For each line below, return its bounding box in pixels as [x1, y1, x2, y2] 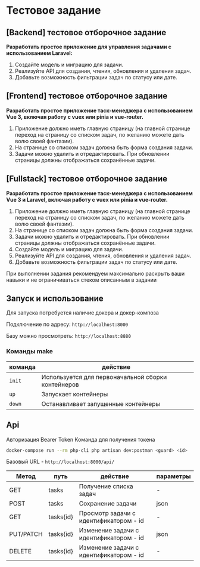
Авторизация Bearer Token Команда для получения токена [6, 436, 155, 443]
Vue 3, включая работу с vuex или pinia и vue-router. [6, 113, 144, 120]
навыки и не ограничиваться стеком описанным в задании [6, 276, 157, 283]
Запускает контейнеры [41, 390, 108, 398]
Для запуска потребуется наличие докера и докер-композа [6, 309, 160, 316]
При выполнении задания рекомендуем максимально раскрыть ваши [6, 270, 185, 277]
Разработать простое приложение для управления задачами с [6, 43, 171, 50]
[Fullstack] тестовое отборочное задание [6, 174, 168, 184]
